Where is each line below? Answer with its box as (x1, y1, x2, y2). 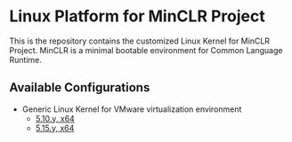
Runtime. (9, 54, 42, 65)
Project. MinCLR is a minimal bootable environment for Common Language (9, 44, 283, 55)
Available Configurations (9, 80, 150, 95)
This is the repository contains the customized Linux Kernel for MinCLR (9, 35, 270, 46)
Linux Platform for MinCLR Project (9, 6, 265, 27)
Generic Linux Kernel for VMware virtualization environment (21, 104, 242, 114)
